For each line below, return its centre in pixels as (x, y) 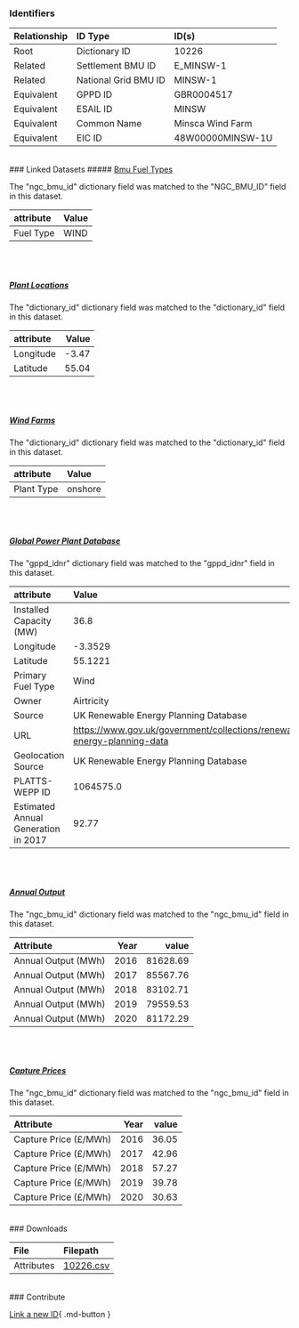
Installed (32, 610)
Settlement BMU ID (116, 66)
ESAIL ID (94, 109)
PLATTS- (33, 781)
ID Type (93, 36)
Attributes (34, 1266)
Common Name (109, 124)
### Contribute (37, 1297)
